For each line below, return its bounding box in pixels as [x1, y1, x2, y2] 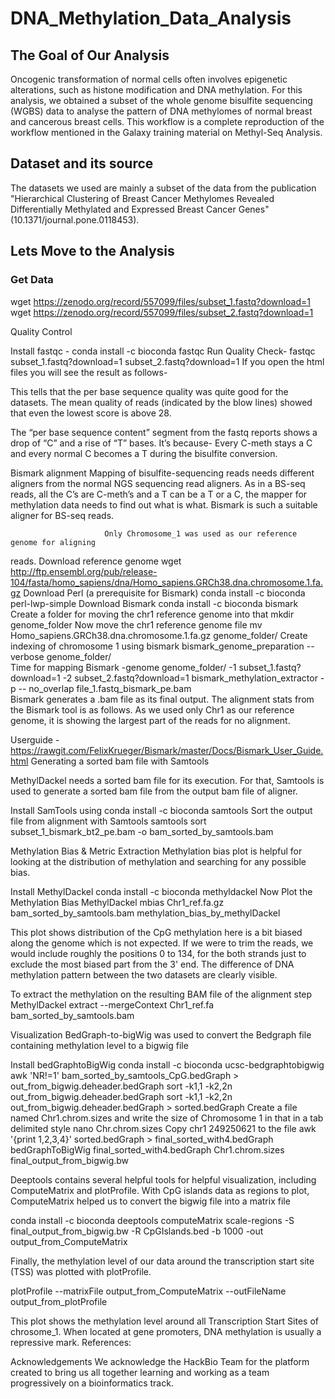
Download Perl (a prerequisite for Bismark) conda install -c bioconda [23, 587, 306, 599]
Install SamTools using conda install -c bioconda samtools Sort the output [10, 804, 313, 816]
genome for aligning [10, 537, 97, 547]
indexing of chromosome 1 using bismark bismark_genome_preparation [10, 640, 305, 652]
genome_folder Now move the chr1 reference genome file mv [10, 618, 263, 631]
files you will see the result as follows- [10, 366, 168, 378]
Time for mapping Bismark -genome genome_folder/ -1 [10, 661, 237, 673]
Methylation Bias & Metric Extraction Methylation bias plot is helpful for [10, 845, 303, 857]
